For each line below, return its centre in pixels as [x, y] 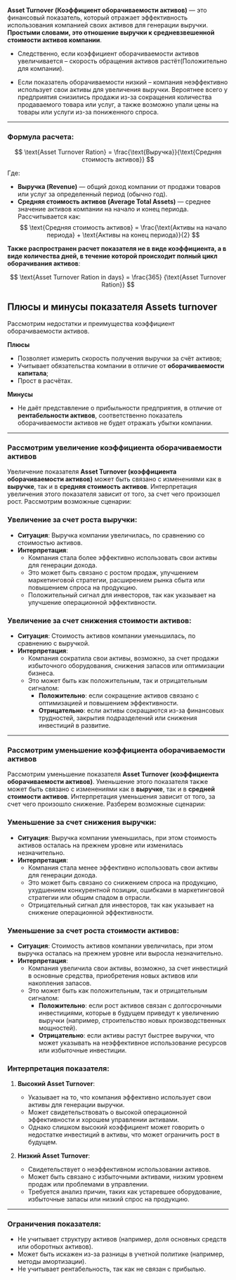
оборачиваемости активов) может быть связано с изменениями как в [114, 479]
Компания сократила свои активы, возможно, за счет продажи [123, 658]
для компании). [41, 68]
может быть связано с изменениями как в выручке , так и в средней [111, 789]
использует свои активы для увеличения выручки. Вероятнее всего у [123, 90]
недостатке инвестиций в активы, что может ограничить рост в [124, 1135]
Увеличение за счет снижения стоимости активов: [99, 620]
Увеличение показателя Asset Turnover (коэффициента [92, 472]
